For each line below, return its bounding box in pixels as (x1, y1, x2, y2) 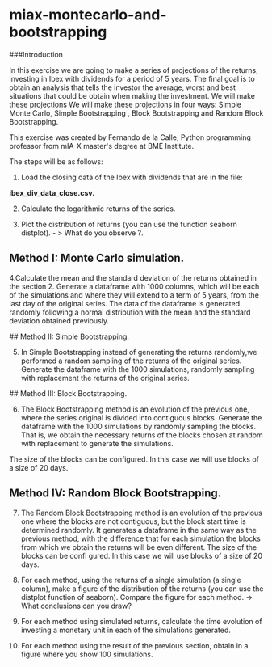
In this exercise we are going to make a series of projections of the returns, (9, 65, 259, 74)
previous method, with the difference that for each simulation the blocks (20, 534, 261, 543)
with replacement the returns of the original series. (20, 373, 190, 382)
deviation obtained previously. (9, 315, 110, 325)
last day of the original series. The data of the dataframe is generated (9, 298, 241, 308)
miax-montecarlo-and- (9, 6, 168, 24)
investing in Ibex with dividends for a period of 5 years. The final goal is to (9, 74, 255, 83)
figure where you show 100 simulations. (20, 649, 153, 659)
